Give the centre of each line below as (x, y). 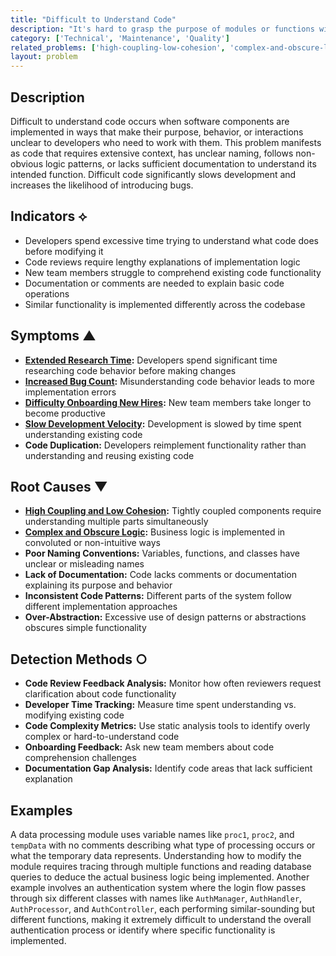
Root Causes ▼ (59, 486)
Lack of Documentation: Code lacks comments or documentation (161, 575)
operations (47, 293)
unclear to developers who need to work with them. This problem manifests (166, 142)
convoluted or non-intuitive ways (92, 543)
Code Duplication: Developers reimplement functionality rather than (165, 445)
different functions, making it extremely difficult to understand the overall (161, 919)
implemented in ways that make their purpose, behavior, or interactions (157, 132)
